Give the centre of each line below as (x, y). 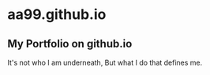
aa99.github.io (57, 15)
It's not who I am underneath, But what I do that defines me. (105, 62)
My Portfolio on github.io (70, 44)
